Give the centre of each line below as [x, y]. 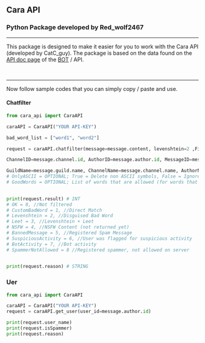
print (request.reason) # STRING [47, 267]
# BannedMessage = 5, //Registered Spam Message [69, 233]
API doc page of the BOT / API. [45, 59]
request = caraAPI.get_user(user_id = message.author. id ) [79, 312]
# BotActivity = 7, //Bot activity [52, 244]
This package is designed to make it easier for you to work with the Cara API [103, 46]
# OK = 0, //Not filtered [39, 204]
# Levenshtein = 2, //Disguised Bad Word [60, 216]
